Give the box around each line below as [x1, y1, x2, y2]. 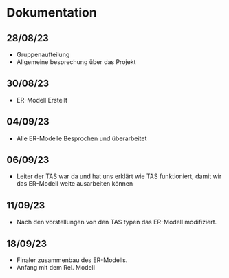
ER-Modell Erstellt [16, 96, 68, 104]
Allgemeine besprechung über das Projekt [16, 58, 136, 66]
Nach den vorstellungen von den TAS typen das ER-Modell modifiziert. [16, 218, 217, 226]
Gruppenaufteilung [16, 50, 70, 58]
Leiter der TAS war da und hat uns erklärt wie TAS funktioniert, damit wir [16, 172, 222, 180]
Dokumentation [6, 5, 97, 21]
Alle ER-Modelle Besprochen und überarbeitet [16, 134, 147, 142]
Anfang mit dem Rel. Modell [16, 264, 96, 272]
